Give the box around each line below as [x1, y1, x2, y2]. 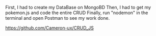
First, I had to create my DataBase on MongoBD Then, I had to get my [5, 5, 151, 10]
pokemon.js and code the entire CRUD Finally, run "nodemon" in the [5, 10, 148, 16]
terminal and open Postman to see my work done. [5, 15, 110, 21]
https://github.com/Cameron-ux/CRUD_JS [5, 25, 94, 31]
